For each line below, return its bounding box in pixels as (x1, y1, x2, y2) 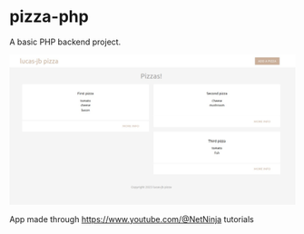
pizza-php (9, 6, 89, 27)
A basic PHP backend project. (9, 36, 122, 47)
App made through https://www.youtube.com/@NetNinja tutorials (9, 214, 254, 225)
